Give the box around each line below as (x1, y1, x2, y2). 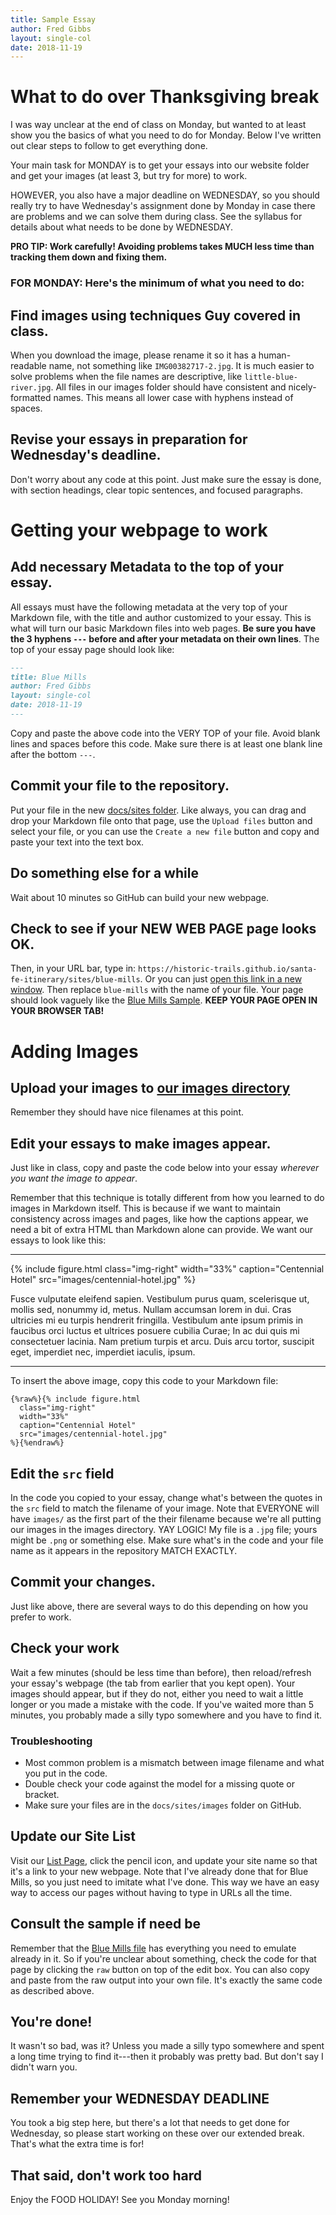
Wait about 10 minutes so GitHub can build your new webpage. (10, 891, 270, 903)
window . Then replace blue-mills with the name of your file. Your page (10, 984, 304, 996)
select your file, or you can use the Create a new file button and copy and (10, 825, 320, 837)
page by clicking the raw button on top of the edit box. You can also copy (10, 1963, 310, 1975)
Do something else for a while (10, 865, 199, 882)
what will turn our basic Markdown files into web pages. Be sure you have (10, 622, 316, 634)
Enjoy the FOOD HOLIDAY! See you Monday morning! (10, 2194, 230, 2206)
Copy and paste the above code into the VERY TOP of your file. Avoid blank (10, 727, 321, 739)
